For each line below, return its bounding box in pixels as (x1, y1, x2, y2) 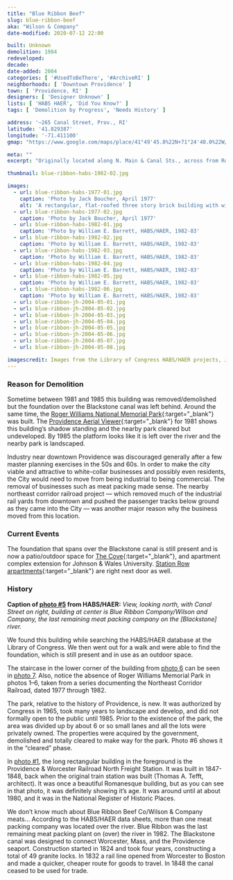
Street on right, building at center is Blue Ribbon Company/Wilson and (7, 607, 208, 616)
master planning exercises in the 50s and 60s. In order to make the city (7, 459, 210, 468)
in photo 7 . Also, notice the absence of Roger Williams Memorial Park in (7, 671, 212, 679)
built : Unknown (7, 42, 51, 49)
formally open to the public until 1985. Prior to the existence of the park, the (7, 714, 223, 722)
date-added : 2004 (7, 67, 58, 75)
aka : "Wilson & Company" (7, 23, 79, 30)
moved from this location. (7, 511, 80, 520)
